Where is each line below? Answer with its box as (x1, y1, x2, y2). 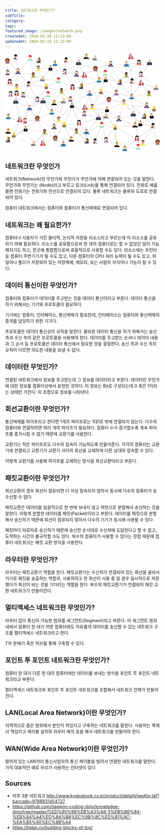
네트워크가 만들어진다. (10, 588, 53, 594)
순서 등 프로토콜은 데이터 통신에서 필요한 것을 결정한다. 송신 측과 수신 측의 (15, 340, 157, 346)
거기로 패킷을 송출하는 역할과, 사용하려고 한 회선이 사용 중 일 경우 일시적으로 (5, 576, 151, 582)
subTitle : (5, 13, 26, 18)
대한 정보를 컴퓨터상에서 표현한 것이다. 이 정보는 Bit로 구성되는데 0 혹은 (10, 383, 146, 389)
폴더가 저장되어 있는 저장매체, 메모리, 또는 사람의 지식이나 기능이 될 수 (18, 259, 152, 265)
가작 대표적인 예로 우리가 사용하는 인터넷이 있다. (5, 765, 97, 771)
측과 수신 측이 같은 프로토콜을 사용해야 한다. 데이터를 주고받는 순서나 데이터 (5, 335, 149, 340)
